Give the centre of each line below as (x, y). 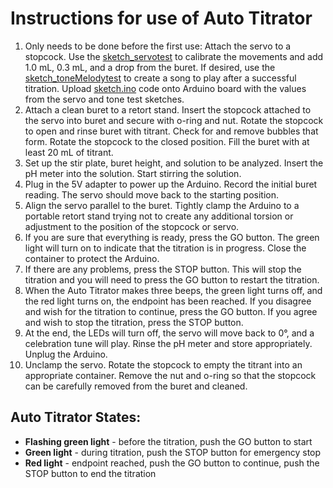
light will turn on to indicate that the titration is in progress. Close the (165, 248)
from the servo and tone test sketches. (104, 99)
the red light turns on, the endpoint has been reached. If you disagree (168, 301)
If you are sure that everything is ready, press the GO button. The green (172, 237)
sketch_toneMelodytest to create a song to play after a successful (160, 78)
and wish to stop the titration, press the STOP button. (134, 322)
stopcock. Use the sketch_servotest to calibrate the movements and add (174, 56)
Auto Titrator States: (76, 417)
